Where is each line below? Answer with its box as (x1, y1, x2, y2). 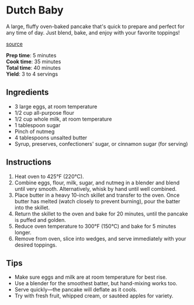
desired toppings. (14, 241, 57, 248)
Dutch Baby (6, 4, 64, 17)
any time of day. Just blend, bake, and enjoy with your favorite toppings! (6, 29, 180, 36)
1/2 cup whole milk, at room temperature (14, 115, 112, 122)
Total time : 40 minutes (6, 64, 61, 71)
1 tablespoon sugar (14, 121, 61, 129)
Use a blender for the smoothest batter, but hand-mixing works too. (14, 280, 178, 287)
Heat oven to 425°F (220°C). (14, 173, 84, 180)
